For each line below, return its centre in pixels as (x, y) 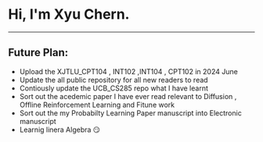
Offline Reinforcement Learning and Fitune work (97, 105)
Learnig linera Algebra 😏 (59, 130)
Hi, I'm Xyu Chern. (69, 14)
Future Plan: (38, 53)
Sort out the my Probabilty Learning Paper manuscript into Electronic (131, 113)
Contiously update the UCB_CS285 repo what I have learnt (114, 88)
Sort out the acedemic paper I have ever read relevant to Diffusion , (128, 96)
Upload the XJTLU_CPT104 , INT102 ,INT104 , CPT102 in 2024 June (129, 71)
